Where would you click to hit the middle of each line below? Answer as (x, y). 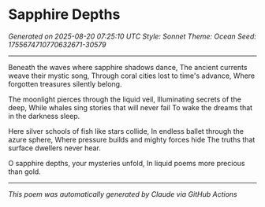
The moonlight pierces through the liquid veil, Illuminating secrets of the (125, 99)
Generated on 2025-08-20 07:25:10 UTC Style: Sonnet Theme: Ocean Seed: (132, 36)
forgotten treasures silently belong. (65, 83)
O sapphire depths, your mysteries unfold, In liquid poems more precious (127, 163)
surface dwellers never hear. (54, 148)
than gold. (24, 172)
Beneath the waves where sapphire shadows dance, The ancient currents (128, 67)
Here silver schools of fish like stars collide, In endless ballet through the (126, 131)
